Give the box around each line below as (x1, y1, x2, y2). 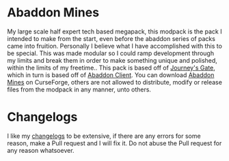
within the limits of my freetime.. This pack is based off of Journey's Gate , (7, 63, 215, 72)
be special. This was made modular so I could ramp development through (7, 49, 214, 57)
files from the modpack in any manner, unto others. (7, 85, 152, 93)
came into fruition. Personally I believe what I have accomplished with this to (7, 42, 222, 50)
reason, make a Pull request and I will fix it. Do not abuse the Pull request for (7, 138, 222, 147)
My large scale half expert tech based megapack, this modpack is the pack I (7, 27, 222, 35)
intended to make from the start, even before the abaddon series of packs (7, 34, 215, 42)
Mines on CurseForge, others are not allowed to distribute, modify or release (7, 78, 222, 86)
